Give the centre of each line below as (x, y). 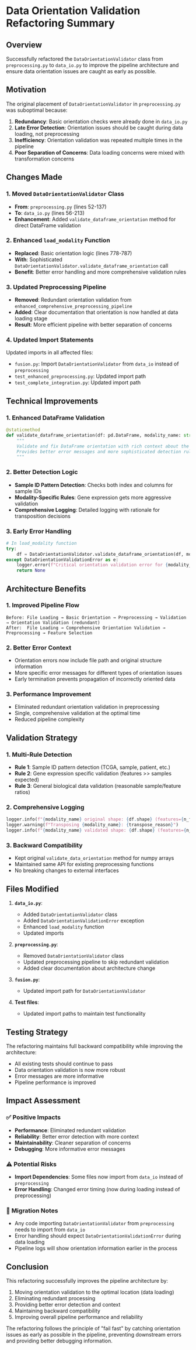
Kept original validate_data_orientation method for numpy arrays (94, 858)
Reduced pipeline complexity (49, 719)
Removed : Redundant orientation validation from (73, 300)
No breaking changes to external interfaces (67, 870)
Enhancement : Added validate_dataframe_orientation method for (95, 219)
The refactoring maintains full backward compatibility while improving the (94, 1046)
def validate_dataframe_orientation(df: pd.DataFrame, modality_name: (94, 435)
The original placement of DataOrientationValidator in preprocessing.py (93, 104)
